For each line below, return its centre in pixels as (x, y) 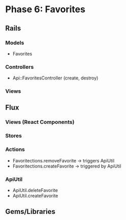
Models (15, 43)
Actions (15, 150)
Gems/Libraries (30, 212)
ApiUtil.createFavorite (35, 196)
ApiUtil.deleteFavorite (35, 190)
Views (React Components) (40, 122)
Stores (13, 136)
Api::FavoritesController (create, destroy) (55, 78)
